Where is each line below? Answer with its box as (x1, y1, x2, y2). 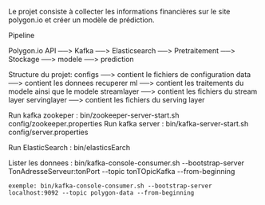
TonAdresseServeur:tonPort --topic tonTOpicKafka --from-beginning (8, 167, 235, 176)
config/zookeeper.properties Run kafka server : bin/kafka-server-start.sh (8, 119, 249, 128)
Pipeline (8, 31, 35, 40)
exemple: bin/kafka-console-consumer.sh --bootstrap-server (8, 182, 213, 190)
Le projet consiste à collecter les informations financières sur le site (8, 7, 231, 16)
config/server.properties (8, 127, 89, 137)
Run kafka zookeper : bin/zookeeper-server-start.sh (8, 110, 180, 120)
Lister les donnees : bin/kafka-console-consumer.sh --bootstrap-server (8, 158, 245, 168)
